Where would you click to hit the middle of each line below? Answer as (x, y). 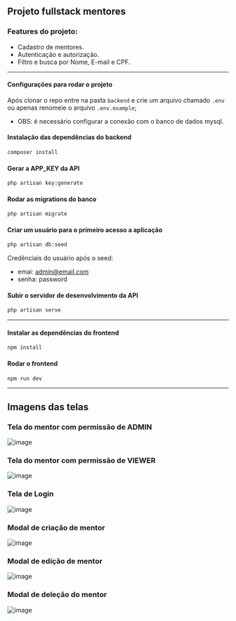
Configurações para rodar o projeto (60, 84)
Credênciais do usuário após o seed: (60, 258)
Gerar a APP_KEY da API (44, 168)
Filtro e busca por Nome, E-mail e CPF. (74, 62)
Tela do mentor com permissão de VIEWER (81, 461)
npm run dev (25, 378)
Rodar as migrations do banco (52, 199)
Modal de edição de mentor (55, 561)
